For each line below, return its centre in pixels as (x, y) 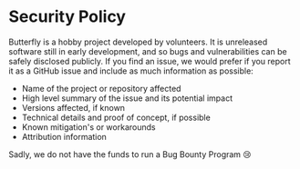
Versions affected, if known (73, 107)
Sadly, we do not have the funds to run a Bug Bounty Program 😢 (130, 154)
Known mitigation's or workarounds (88, 127)
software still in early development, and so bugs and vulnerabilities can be (148, 51)
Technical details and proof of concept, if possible (116, 117)
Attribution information (64, 136)
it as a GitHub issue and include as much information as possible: (131, 71)
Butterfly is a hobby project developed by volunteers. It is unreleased (138, 42)
